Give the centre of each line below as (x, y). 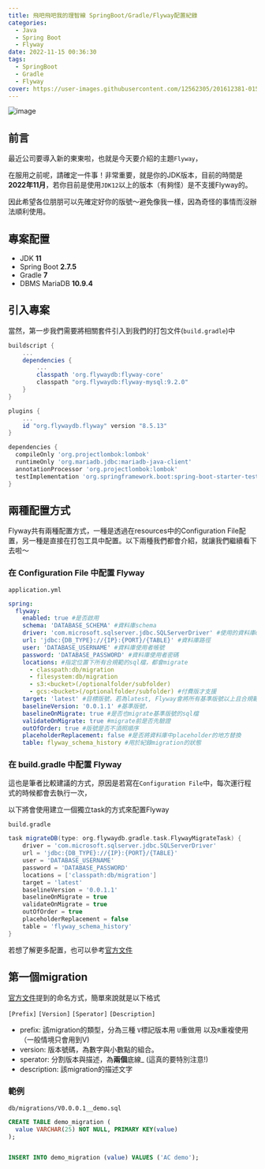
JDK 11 (30, 258)
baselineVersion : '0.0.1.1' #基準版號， (87, 706)
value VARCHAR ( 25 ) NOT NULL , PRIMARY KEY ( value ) (97, 1129)
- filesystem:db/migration (73, 677)
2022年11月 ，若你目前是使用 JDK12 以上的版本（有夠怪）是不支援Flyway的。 (130, 185)
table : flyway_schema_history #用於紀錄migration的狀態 (112, 743)
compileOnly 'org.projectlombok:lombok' (82, 455)
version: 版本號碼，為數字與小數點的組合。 (89, 1049)
